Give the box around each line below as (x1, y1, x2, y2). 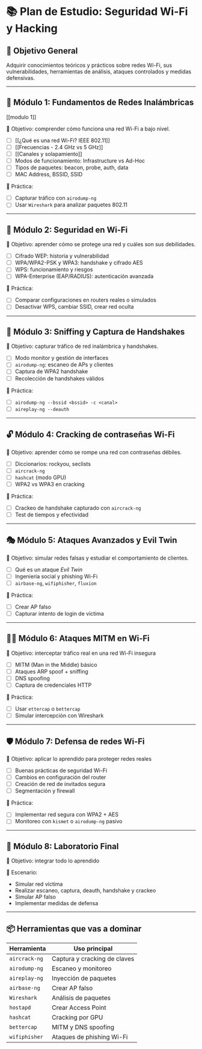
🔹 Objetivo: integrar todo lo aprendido (6, 857, 100, 864)
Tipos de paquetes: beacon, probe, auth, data (14, 164, 129, 172)
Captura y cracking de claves (52, 955, 135, 963)
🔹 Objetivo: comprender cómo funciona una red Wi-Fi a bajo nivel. (6, 125, 170, 132)
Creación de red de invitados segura (14, 781, 106, 788)
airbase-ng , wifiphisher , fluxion (14, 579, 97, 587)
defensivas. (6, 75, 35, 81)
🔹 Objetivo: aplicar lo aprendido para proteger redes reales (6, 755, 152, 762)
